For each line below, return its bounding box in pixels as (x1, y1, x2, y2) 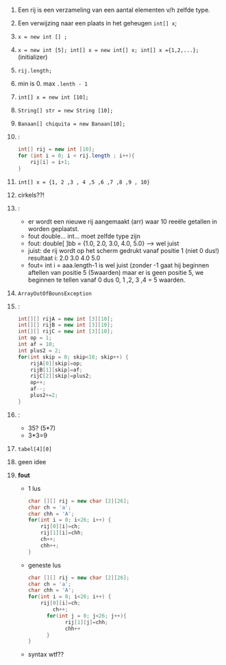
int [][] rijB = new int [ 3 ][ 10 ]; (17, 322, 114, 328)
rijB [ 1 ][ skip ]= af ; (30, 366, 83, 373)
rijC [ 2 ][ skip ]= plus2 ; (30, 373, 92, 380)
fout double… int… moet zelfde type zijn (27, 232, 141, 240)
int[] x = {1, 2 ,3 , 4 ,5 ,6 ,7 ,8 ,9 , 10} (17, 178, 150, 186)
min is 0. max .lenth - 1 (17, 80, 88, 88)
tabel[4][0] (17, 446, 52, 452)
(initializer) (17, 53, 48, 61)
